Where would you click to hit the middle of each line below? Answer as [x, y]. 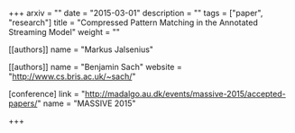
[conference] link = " [47, 94]
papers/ [23, 103]
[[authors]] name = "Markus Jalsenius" [81, 49]
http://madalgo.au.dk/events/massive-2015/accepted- [185, 94]
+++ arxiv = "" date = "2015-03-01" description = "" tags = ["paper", [136, 13]
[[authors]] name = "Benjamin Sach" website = [95, 67]
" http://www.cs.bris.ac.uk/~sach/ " [72, 76]
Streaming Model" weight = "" [65, 32]
